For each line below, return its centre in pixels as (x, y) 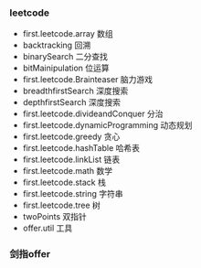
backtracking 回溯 (57, 45)
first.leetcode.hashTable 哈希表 (81, 148)
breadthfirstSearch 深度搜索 (75, 91)
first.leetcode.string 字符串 (73, 194)
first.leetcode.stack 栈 (64, 182)
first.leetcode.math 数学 (67, 171)
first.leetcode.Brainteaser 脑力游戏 (88, 80)
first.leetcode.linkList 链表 (71, 160)
